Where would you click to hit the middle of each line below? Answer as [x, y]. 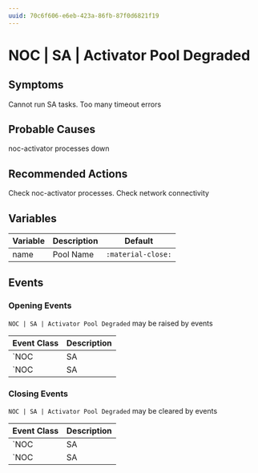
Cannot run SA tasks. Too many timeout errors [85, 104]
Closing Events [38, 394]
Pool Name [73, 255]
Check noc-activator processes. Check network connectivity [109, 193]
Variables [33, 218]
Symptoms [36, 85]
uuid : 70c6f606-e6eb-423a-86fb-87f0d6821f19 [84, 16]
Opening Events [40, 305]
